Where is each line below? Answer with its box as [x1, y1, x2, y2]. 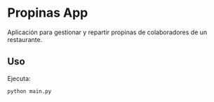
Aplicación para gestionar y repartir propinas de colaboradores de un [7, 28, 208, 36]
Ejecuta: [7, 74, 31, 82]
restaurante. [7, 35, 43, 43]
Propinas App [7, 5, 88, 21]
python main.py [7, 87, 52, 95]
